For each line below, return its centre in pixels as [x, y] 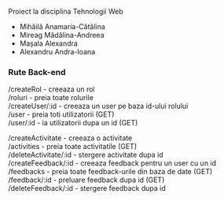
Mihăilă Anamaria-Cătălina [62, 26]
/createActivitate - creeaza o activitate [70, 138]
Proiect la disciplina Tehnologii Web [66, 11]
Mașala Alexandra [49, 43]
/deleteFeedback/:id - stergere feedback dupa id [87, 188]
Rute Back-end [37, 72]
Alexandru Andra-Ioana [57, 52]
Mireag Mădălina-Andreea [62, 35]
